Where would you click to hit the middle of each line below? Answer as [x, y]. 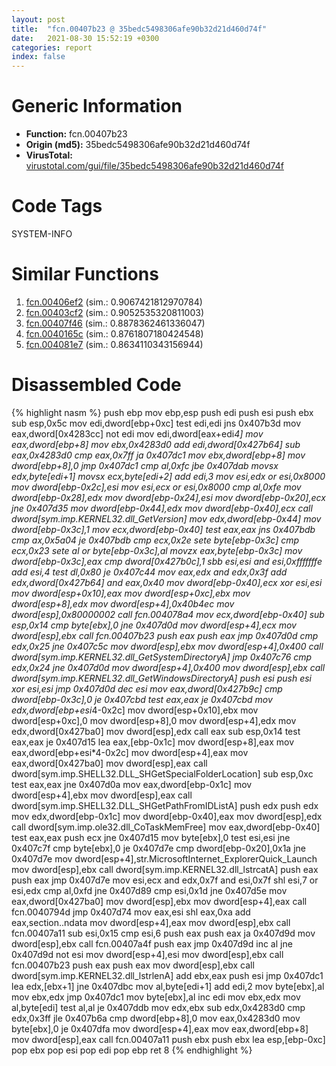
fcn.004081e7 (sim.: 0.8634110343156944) [114, 344]
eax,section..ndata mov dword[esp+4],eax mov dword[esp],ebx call [151, 922]
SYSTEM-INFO [42, 234]
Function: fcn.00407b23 [76, 134]
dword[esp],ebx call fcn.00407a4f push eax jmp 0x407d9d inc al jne [152, 943]
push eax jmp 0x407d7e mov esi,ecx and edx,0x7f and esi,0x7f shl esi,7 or [165, 880]
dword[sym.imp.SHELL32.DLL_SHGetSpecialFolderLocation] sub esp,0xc [162, 773]
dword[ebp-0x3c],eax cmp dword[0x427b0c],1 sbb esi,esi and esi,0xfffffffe [167, 561]
